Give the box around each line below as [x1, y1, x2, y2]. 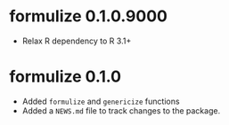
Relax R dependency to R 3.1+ [21, 35, 132, 46]
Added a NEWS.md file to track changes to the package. [21, 105, 221, 116]
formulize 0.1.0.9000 [9, 6, 168, 27]
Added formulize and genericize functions [21, 96, 180, 106]
